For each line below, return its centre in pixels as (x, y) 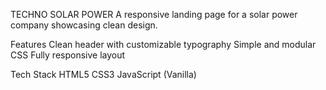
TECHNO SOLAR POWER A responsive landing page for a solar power (154, 14)
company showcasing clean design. (84, 25)
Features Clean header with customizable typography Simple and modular (163, 44)
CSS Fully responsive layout (68, 55)
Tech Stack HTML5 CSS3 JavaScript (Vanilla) (103, 74)
